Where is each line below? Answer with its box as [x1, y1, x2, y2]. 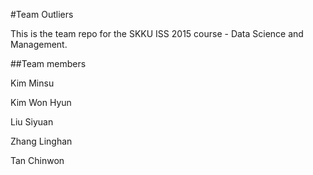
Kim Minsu [10, 77, 55, 89]
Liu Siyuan [10, 116, 54, 128]
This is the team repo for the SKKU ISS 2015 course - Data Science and [10, 28, 304, 39]
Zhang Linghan [10, 135, 73, 147]
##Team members [10, 58, 87, 69]
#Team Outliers [10, 9, 74, 20]
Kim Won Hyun [10, 97, 72, 108]
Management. [10, 39, 68, 50]
